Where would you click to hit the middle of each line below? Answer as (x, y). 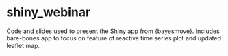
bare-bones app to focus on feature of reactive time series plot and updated (114, 38)
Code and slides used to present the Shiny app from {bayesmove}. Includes (113, 31)
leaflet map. (23, 45)
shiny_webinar (49, 12)
